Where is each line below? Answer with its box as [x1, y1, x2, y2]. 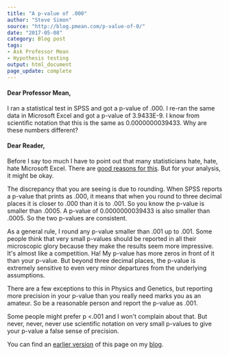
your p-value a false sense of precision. [7, 327, 119, 335]
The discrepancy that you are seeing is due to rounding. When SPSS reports [7, 185, 223, 193]
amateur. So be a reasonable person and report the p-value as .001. [7, 299, 198, 307]
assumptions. [7, 271, 45, 279]
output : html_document [7, 61, 72, 68]
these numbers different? [7, 126, 79, 134]
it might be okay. [7, 171, 54, 179]
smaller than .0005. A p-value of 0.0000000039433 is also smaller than [7, 207, 210, 215]
